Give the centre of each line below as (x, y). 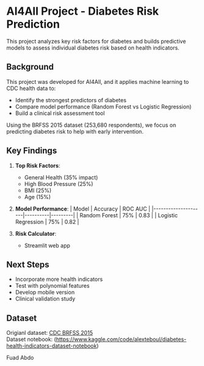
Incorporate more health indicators (59, 279)
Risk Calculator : (36, 233)
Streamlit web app (47, 245)
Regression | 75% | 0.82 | (47, 222)
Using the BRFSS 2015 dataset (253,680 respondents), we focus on (91, 125)
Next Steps (28, 264)
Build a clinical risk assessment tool (60, 113)
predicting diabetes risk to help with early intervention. (75, 131)
